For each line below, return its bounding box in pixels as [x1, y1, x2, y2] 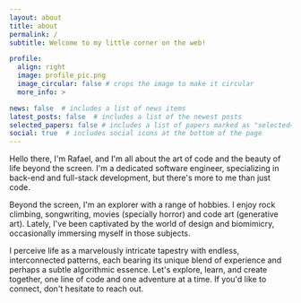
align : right [17, 63, 66, 72]
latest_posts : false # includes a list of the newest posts [9, 112, 243, 121]
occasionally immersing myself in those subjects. [9, 228, 191, 238]
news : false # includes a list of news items [9, 104, 186, 113]
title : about [9, 22, 58, 30]
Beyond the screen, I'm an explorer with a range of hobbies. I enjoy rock [9, 199, 276, 211]
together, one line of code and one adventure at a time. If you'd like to [9, 274, 267, 285]
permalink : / [9, 30, 58, 39]
